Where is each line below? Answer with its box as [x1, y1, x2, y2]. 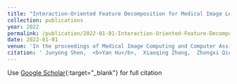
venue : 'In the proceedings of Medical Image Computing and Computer [7, 43, 217, 50]
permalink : [7, 29, 39, 37]
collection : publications [7, 17, 83, 24]
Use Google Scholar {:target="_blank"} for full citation [7, 68, 162, 77]
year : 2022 [7, 23, 39, 30]
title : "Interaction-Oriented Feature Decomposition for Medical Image [7, 10, 222, 17]
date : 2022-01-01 [7, 36, 59, 43]
